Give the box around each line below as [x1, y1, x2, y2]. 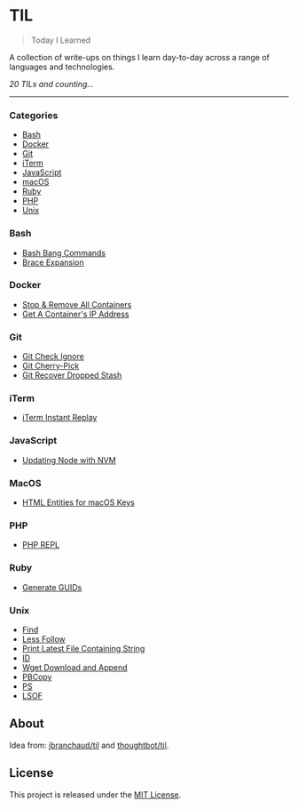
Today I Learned [30, 35, 91, 45]
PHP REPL [21, 540, 60, 550]
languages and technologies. [9, 61, 115, 72]
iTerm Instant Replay [21, 413, 98, 423]
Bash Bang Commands [21, 247, 106, 258]
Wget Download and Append [21, 661, 128, 672]
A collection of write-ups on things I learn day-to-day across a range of [9, 52, 271, 62]
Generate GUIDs [21, 581, 82, 592]
